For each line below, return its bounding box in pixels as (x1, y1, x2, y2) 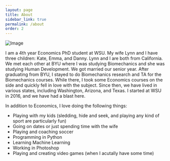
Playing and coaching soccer (12, 129, 74, 135)
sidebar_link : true (5, 17, 47, 22)
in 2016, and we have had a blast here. (5, 93, 86, 99)
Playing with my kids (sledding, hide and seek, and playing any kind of (12, 112, 160, 119)
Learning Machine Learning (12, 140, 71, 146)
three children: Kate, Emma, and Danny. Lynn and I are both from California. (5, 55, 163, 61)
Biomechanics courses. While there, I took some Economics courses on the (5, 77, 163, 83)
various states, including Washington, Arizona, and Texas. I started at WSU (5, 88, 161, 94)
